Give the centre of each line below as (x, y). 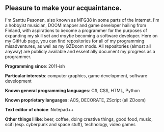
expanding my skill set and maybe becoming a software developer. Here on (82, 35)
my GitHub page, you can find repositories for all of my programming (75, 41)
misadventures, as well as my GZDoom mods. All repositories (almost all (78, 46)
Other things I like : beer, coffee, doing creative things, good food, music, (79, 119)
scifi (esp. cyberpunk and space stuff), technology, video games (70, 124)
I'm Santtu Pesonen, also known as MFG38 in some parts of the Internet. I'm (82, 20)
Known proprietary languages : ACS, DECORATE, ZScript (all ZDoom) (76, 100)
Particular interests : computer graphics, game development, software (76, 75)
